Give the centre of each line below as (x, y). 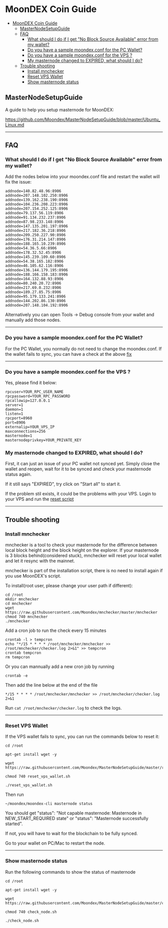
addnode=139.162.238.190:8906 (37, 200)
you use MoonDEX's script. (33, 576)
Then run (14, 794)
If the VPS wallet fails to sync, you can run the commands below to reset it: (82, 737)
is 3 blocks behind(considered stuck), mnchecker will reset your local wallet (83, 556)
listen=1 (14, 414)
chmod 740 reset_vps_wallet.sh (38, 776)
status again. (18, 474)
